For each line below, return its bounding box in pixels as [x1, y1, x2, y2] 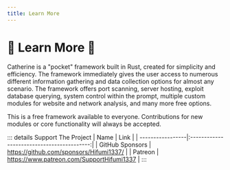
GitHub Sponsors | [99, 140, 152, 149]
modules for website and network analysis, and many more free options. [7, 99, 211, 107]
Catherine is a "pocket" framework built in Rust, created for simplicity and [7, 63, 216, 71]
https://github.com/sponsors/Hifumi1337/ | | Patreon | [7, 147, 159, 156]
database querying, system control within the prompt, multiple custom [7, 92, 206, 100]
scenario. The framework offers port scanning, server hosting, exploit [7, 84, 204, 93]
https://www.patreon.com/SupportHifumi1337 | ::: [7, 155, 147, 163]
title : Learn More [7, 10, 60, 17]
